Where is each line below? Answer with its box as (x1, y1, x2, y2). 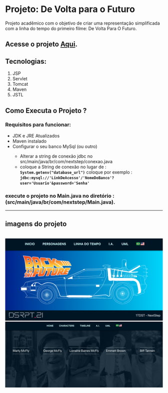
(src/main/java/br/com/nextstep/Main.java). (5, 198, 115, 205)
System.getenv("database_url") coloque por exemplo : (19, 169, 132, 175)
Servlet (12, 76, 27, 82)
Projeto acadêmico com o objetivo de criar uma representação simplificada (5, 20, 160, 26)
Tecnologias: (5, 57, 46, 66)
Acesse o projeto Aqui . (5, 40, 77, 49)
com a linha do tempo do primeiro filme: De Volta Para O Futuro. (5, 25, 137, 31)
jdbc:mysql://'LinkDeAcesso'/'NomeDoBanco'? (19, 175, 114, 180)
